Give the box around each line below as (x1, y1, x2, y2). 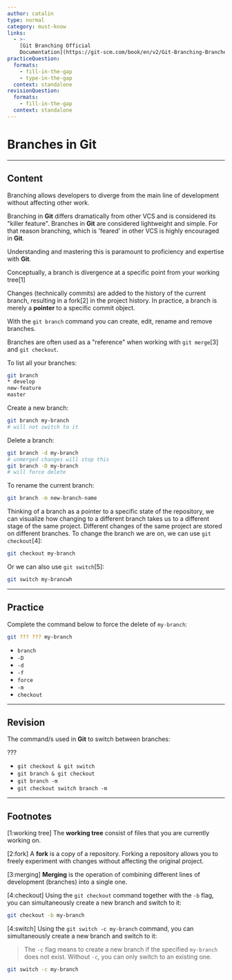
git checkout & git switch (17, 763, 95, 770)
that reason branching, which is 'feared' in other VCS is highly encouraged (7, 226, 220, 235)
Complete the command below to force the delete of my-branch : (7, 620, 188, 628)
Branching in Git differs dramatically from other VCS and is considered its (7, 212, 216, 220)
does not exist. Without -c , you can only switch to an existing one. (23, 953, 212, 961)
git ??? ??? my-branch (7, 633, 72, 641)
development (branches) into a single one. (7, 877, 128, 887)
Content (7, 172, 43, 184)
